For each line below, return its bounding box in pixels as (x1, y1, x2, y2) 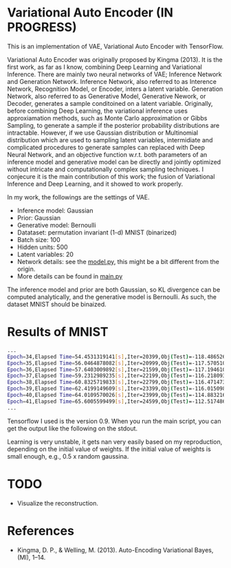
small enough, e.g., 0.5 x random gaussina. (7, 452, 129, 460)
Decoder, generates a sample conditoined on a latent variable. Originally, (7, 99, 213, 107)
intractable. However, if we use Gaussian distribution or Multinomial (7, 129, 198, 137)
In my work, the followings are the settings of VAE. (7, 193, 150, 201)
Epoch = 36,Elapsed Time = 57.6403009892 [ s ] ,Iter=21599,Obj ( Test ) (7, 366, 189, 373)
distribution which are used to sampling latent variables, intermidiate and (7, 135, 213, 144)
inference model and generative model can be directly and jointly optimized (7, 157, 221, 166)
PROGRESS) (7, 19, 77, 35)
